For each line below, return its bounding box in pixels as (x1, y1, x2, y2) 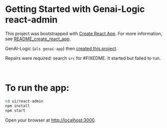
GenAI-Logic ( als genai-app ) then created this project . (5, 45, 118, 51)
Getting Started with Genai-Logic (5, 3, 145, 15)
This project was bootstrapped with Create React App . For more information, (5, 30, 163, 36)
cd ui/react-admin (5, 99, 43, 104)
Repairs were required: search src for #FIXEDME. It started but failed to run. (5, 55, 161, 61)
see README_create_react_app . (5, 36, 71, 42)
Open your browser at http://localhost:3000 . (5, 117, 96, 123)
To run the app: (5, 82, 70, 94)
